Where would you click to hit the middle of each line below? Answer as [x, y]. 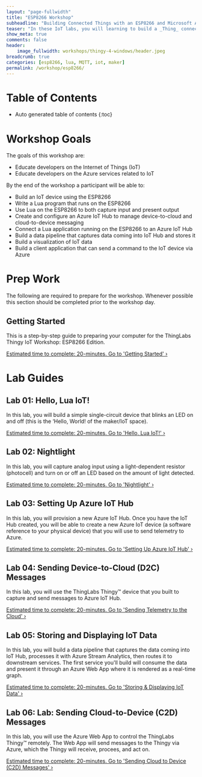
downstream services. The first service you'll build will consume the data [97, 663]
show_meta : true [26, 34]
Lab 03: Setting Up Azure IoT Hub [70, 503]
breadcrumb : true [28, 57]
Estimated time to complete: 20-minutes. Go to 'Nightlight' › [80, 484]
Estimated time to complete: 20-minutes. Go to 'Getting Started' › [87, 354]
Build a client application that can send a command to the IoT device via [104, 249]
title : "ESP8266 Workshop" [40, 17]
